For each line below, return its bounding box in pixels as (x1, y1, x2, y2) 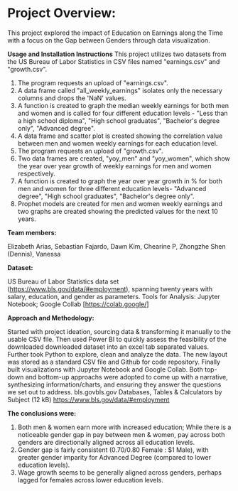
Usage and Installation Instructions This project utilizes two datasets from (7, 50, 227, 58)
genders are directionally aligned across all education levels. (17, 438, 195, 446)
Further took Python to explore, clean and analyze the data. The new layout (7, 350, 228, 358)
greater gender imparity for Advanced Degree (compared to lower (17, 453, 212, 461)
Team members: (7, 228, 57, 237)
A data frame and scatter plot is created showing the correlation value (17, 131, 223, 140)
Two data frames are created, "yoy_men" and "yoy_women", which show (17, 154, 231, 163)
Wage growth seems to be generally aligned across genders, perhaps (17, 468, 222, 477)
